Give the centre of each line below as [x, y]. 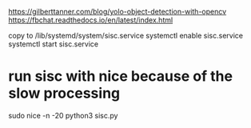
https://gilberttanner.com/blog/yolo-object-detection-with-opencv [118, 12]
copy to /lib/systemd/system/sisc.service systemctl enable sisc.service [126, 36]
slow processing [64, 93]
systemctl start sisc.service [53, 44]
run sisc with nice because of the [121, 76]
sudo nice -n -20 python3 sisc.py [63, 115]
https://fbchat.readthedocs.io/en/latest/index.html [91, 20]
